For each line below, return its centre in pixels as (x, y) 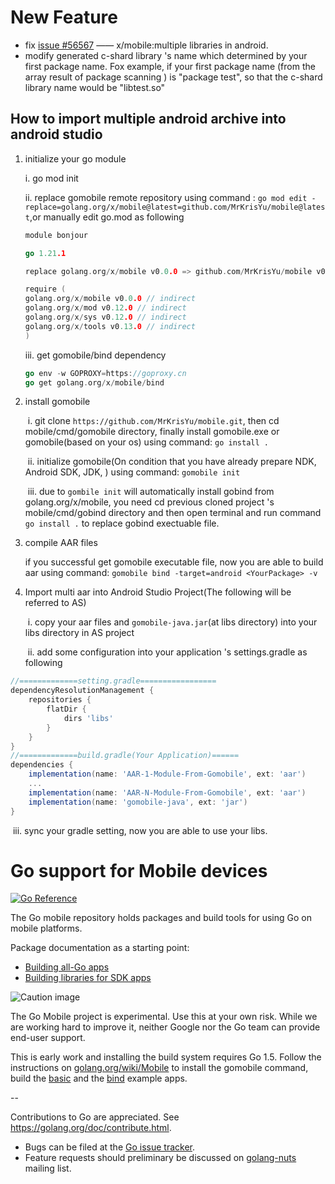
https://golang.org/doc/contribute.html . (91, 1128)
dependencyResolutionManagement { (82, 691)
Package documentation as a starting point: (100, 948)
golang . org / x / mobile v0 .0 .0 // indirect (110, 299)
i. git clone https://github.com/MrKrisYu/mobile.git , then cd (153, 421)
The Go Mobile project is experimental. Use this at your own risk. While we (164, 1017)
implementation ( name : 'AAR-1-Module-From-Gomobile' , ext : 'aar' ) (167, 774)
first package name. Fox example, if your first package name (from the (170, 66)
